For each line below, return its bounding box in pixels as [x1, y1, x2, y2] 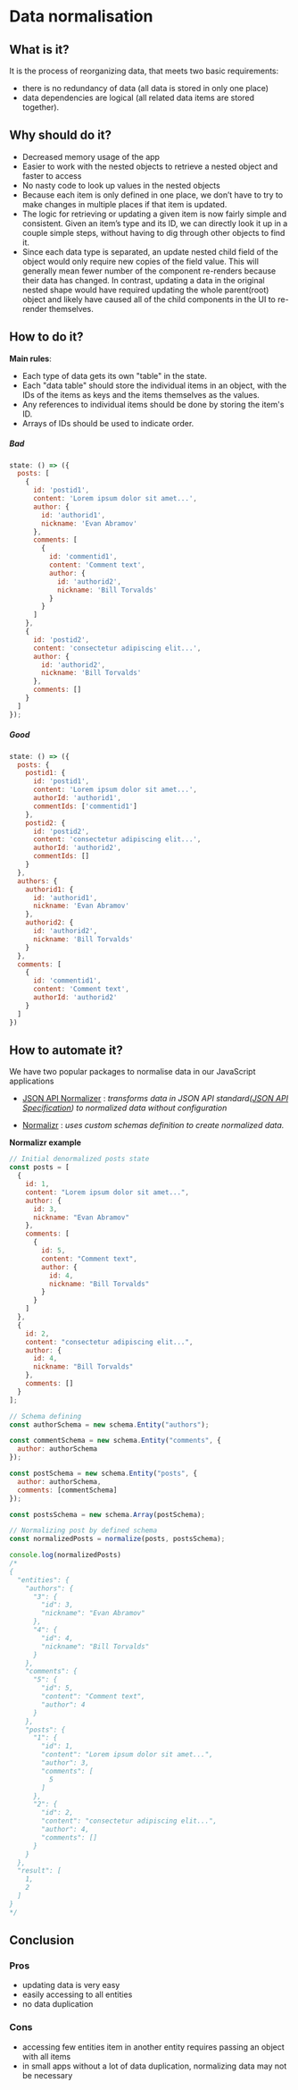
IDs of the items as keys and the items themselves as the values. [21, 389, 261, 400]
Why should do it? [9, 128, 112, 143]
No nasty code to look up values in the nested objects [21, 180, 220, 190]
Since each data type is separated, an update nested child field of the [21, 246, 278, 257]
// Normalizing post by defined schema [9, 1526, 158, 1535]
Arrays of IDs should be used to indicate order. [21, 417, 195, 428]
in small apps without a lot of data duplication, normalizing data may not [21, 2061, 287, 2071]
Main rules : [9, 353, 52, 364]
